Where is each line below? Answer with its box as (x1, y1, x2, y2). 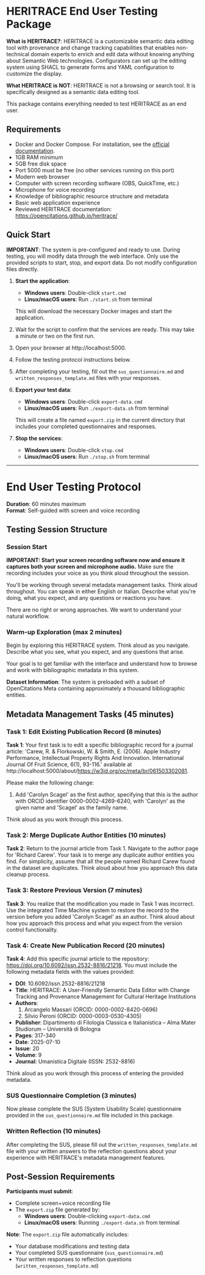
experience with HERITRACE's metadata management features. (6, 1153, 166, 1161)
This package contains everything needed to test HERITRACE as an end (6, 100, 187, 108)
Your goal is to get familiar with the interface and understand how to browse (6, 660, 198, 667)
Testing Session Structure (6, 524, 108, 535)
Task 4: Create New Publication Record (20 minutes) (6, 941, 165, 949)
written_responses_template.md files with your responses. (15, 374, 161, 381)
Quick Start (6, 230, 51, 240)
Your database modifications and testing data (15, 1243, 130, 1250)
